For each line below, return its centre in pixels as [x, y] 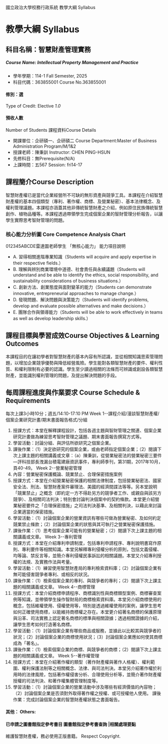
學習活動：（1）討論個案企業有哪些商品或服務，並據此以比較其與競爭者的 [87, 630]
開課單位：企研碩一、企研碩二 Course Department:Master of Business [85, 140]
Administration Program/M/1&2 [44, 146]
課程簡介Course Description [50, 182]
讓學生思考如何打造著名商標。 [43, 624]
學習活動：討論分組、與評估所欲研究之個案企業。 [63, 443]
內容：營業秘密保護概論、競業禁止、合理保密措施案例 [68, 474]
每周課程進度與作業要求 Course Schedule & [73, 393]
